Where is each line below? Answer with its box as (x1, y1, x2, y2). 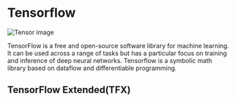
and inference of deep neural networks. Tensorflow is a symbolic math (7, 56, 213, 64)
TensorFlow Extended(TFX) (7, 84, 131, 96)
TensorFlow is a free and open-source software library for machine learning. (7, 41, 230, 50)
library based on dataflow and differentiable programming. (7, 64, 178, 72)
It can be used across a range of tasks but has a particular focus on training (7, 49, 228, 57)
